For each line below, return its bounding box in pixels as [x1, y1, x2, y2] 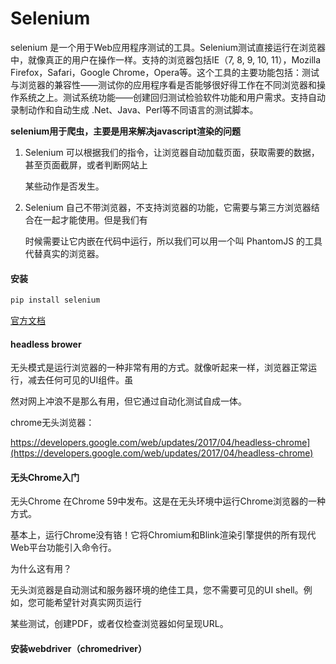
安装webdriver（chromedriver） [10, 643, 148, 655]
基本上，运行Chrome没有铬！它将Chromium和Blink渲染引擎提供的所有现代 [10, 529, 317, 541]
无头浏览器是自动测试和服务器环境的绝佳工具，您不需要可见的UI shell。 [10, 584, 304, 596]
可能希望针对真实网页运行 [36, 597, 142, 609]
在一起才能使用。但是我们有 [33, 213, 148, 226]
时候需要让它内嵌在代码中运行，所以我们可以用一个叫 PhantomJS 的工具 [24, 235, 323, 247]
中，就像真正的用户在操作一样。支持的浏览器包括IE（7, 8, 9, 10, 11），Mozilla [10, 53, 322, 66]
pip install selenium [10, 295, 101, 306]
